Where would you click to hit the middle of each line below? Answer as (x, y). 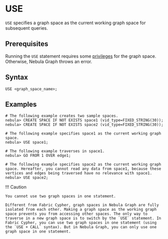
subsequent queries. (26, 28)
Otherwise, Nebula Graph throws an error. (49, 62)
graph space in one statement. (38, 232)
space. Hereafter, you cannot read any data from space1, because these (83, 169)
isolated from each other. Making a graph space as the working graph (81, 210)
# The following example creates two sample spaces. (62, 116)
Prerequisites (27, 44)
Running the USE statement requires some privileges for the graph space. (81, 56)
